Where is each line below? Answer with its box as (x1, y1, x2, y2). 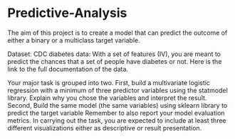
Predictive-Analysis (7, 5, 127, 21)
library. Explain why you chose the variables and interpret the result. (7, 94, 207, 102)
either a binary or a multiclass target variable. (7, 35, 140, 44)
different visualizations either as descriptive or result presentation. (7, 123, 202, 132)
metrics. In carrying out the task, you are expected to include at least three (7, 116, 226, 125)
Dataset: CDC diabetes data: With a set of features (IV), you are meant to (7, 50, 221, 58)
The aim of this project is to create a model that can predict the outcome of (7, 28, 228, 37)
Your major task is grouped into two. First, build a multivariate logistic (7, 78, 210, 87)
